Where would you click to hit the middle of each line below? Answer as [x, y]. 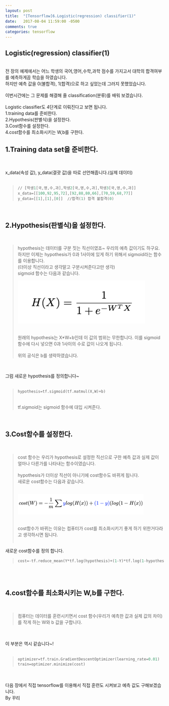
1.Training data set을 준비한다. [52, 149]
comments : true [21, 27]
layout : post [19, 11]
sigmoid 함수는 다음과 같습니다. [49, 273]
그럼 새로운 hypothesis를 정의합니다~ [42, 376]
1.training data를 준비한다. [31, 113]
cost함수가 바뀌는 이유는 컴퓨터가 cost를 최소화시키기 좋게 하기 [79, 528]
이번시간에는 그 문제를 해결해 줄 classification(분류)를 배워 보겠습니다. [74, 95]
